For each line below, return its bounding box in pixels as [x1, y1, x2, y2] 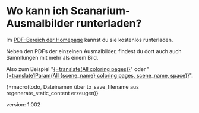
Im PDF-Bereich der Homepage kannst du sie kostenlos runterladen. [6, 36, 173, 43]
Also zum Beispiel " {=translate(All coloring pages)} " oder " [6, 65, 150, 72]
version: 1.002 [6, 101, 41, 108]
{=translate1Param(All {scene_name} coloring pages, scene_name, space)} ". [6, 72, 193, 79]
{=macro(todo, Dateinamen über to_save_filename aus [6, 83, 140, 90]
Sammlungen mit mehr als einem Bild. [6, 54, 99, 61]
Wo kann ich [6, 4, 68, 18]
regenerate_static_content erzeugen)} [6, 89, 99, 96]
